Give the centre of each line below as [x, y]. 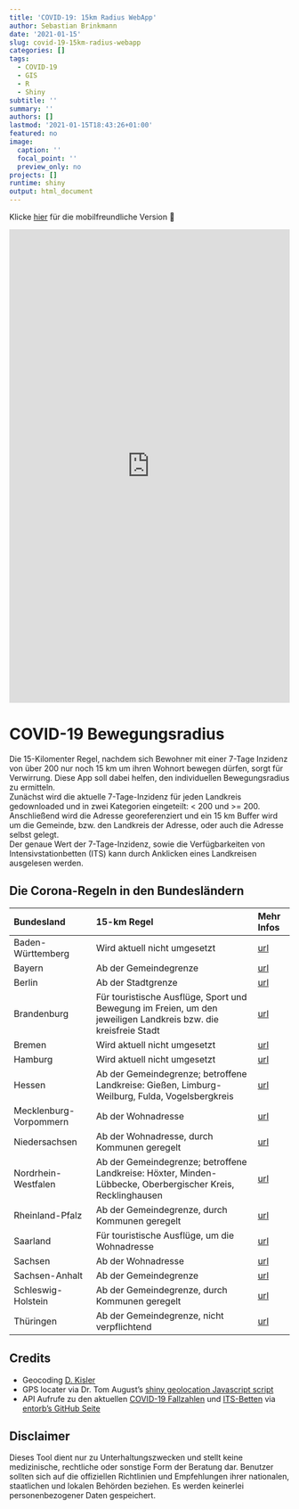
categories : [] [37, 51]
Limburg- [202, 1085]
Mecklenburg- [44, 1111]
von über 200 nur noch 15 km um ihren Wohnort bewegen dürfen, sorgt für [146, 768]
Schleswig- [38, 1290]
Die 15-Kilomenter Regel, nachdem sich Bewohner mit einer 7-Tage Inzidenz [149, 759]
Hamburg [33, 1059]
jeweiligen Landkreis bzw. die [158, 1019]
